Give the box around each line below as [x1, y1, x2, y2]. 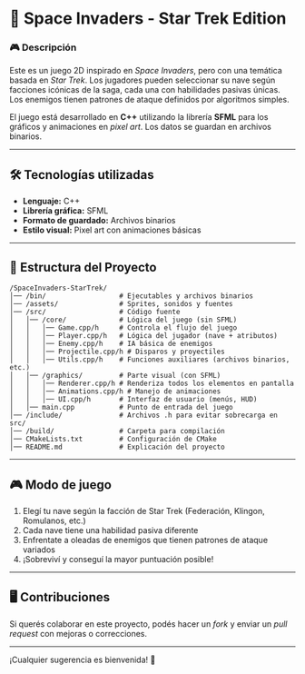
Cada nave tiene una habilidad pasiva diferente [22, 524, 199, 535]
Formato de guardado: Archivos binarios [22, 215, 176, 226]
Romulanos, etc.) [22, 515, 86, 526]
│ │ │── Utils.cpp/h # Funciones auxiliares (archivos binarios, [9, 355, 290, 364]
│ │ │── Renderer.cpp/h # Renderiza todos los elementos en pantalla [9, 379, 295, 389]
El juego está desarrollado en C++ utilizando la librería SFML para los [9, 112, 269, 123]
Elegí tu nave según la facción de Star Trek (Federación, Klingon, [22, 505, 265, 516]
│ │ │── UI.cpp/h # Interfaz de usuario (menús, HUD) [9, 395, 258, 404]
